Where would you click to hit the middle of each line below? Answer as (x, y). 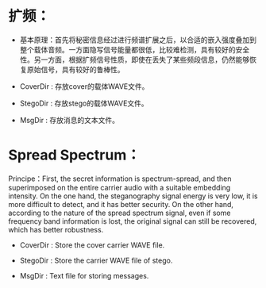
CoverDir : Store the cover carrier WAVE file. (92, 245)
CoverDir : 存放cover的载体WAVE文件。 (84, 86)
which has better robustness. (56, 229)
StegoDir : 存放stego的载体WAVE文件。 (84, 103)
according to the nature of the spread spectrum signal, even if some (120, 213)
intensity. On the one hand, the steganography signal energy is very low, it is (133, 196)
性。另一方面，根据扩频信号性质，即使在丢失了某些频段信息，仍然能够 (135, 60)
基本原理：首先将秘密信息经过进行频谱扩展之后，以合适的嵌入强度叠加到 (138, 40)
